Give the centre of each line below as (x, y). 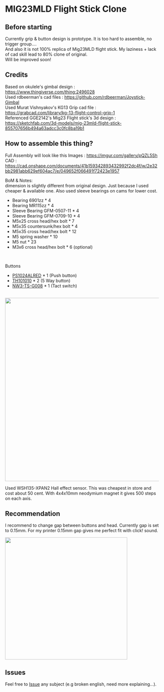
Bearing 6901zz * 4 (31, 200)
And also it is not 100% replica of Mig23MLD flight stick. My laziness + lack (81, 49)
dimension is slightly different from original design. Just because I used (77, 185)
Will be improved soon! (28, 59)
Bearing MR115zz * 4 (33, 205)
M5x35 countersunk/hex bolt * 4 (45, 226)
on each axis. (19, 498)
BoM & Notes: (19, 180)
